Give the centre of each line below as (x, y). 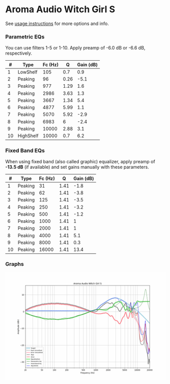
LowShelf (27, 72)
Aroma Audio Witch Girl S (60, 9)
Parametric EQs (25, 37)
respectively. (19, 53)
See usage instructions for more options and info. (57, 23)
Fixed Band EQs (25, 150)
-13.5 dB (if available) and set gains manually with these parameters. (77, 167)
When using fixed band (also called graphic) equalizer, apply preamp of (80, 162)
